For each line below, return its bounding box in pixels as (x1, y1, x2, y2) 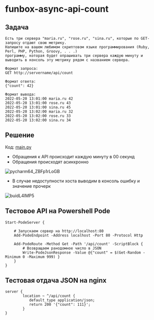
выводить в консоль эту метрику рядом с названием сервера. (5, 58, 131, 62)
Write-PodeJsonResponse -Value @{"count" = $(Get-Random (22, 250, 141, 255)
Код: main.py (5, 144, 32, 150)
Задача (5, 23, 29, 31)
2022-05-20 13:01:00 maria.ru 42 (5, 96, 73, 101)
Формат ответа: (5, 79, 36, 84)
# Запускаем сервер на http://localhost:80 (14, 229, 104, 233)
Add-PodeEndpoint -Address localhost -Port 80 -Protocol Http (14, 233, 143, 238)
